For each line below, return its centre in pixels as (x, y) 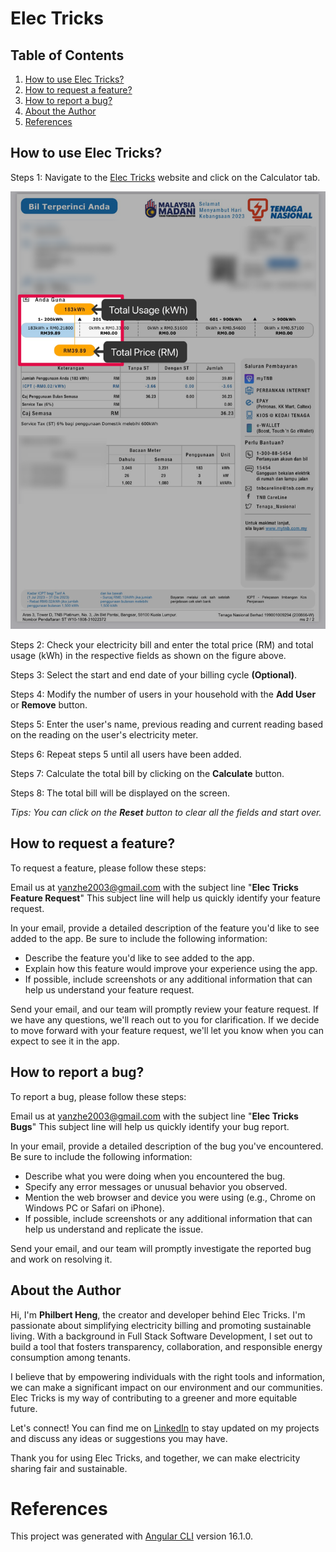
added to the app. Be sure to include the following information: (139, 938)
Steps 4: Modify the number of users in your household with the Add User (163, 694)
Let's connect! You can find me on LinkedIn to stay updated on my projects (165, 1428)
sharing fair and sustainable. (69, 1468)
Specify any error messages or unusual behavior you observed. (156, 1186)
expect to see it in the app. (65, 1041)
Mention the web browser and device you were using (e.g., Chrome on (170, 1197)
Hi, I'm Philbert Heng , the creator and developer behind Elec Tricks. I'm (158, 1314)
